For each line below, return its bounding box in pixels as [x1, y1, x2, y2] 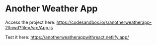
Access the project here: [5, 19, 56, 25]
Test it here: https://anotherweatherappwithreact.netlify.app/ [5, 34, 129, 40]
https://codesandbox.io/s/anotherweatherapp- [56, 19, 152, 25]
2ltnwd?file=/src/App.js [5, 24, 53, 30]
